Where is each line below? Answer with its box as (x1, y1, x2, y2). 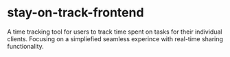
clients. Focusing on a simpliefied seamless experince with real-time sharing (7, 34, 223, 43)
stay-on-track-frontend (7, 5, 144, 21)
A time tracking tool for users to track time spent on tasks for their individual (7, 27, 222, 36)
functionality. (7, 42, 45, 50)
